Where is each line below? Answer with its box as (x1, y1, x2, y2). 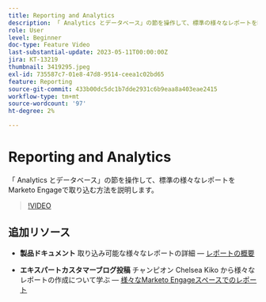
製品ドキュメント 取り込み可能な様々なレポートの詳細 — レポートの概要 (19, 248, 255, 258)
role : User (8, 26, 44, 34)
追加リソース (8, 226, 70, 240)
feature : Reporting (8, 77, 73, 85)
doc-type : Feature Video (8, 41, 90, 49)
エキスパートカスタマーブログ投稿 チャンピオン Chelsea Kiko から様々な (19, 265, 256, 274)
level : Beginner (8, 33, 62, 42)
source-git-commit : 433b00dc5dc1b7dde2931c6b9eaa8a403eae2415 (8, 85, 218, 93)
